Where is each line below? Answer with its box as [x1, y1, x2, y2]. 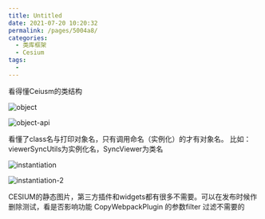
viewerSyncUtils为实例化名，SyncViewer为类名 [8, 144, 164, 154]
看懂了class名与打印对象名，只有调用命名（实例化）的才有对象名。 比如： [8, 134, 251, 143]
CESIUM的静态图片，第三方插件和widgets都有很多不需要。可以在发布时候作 [8, 192, 258, 201]
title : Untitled [8, 11, 62, 20]
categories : [8, 33, 48, 42]
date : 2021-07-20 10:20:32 [8, 19, 98, 27]
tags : [8, 57, 26, 65]
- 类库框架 [15, 41, 47, 49]
